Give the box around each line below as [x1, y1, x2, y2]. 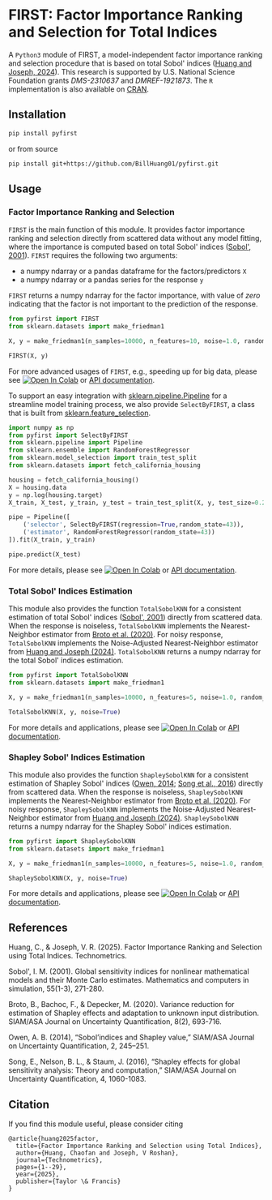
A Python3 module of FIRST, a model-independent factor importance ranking [8, 49, 263, 59]
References [8, 920, 68, 934]
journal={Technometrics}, [15, 1156, 104, 1164]
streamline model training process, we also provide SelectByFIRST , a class [8, 399, 255, 409]
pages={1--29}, [15, 1164, 67, 1172]
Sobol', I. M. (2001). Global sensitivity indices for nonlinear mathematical [8, 966, 249, 976]
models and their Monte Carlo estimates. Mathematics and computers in [8, 975, 249, 985]
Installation [8, 108, 66, 122]
